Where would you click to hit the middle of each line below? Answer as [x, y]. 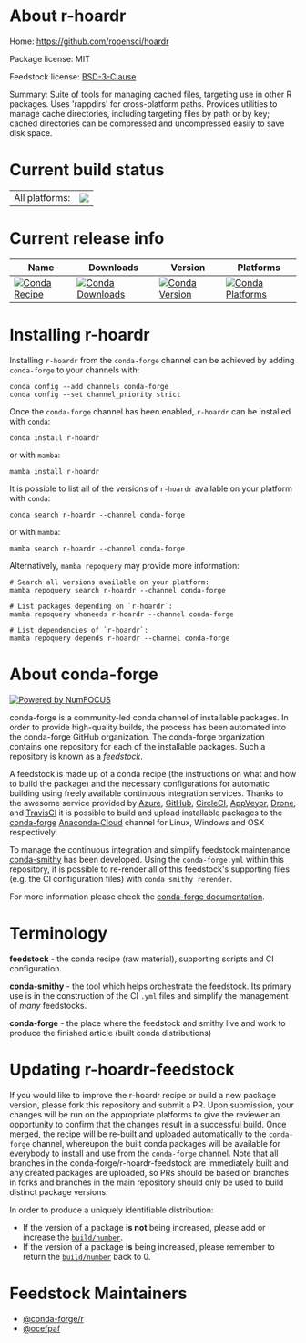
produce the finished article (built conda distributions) [111, 1033]
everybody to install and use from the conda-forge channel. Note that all [144, 1153]
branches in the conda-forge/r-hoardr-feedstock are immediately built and [149, 1163]
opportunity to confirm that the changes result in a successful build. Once [148, 1124]
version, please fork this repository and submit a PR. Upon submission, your [152, 1105]
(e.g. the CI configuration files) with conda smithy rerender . [121, 878]
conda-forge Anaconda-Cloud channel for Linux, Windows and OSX [137, 822]
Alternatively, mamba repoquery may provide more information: [124, 565]
